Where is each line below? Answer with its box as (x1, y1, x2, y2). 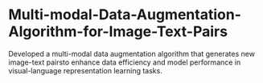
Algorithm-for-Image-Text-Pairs (8, 22, 228, 41)
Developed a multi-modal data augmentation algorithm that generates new (8, 49, 256, 58)
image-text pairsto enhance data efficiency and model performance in (8, 57, 241, 67)
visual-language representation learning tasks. (8, 65, 162, 75)
